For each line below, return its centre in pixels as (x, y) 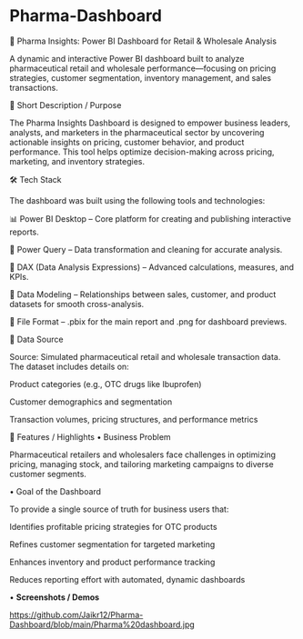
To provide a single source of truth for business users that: (119, 509)
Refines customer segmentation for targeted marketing (112, 544)
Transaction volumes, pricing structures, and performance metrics (134, 419)
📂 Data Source (36, 339)
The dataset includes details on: (69, 366)
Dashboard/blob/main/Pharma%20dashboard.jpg (102, 624)
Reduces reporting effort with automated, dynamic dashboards (127, 579)
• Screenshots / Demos (55, 597)
